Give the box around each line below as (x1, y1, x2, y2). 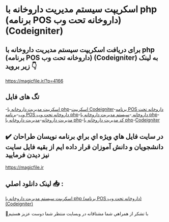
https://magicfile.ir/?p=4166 (5, 78, 64, 84)
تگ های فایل (5, 92, 40, 101)
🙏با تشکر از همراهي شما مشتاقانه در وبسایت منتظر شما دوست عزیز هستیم (5, 211, 149, 217)
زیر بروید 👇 (5, 62, 37, 71)
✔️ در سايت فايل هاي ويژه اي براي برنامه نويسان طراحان (5, 132, 164, 141)
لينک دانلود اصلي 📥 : (5, 179, 64, 188)
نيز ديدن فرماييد (5, 151, 49, 160)
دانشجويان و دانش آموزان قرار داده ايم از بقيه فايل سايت (5, 143, 164, 151)
